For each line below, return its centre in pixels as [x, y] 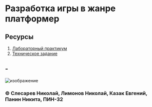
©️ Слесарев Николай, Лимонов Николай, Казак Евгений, [76, 93]
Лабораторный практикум [39, 48]
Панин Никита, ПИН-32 [34, 99]
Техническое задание [35, 53]
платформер [32, 19]
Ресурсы [19, 37]
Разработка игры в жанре [60, 9]
